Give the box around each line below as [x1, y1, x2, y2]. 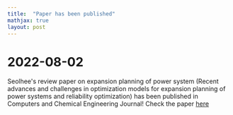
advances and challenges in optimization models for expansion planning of [7, 85, 226, 93]
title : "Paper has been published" [7, 10, 115, 18]
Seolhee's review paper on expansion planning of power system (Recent [7, 77, 220, 85]
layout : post [7, 23, 46, 30]
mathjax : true [7, 17, 50, 24]
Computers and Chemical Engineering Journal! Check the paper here [7, 99, 210, 108]
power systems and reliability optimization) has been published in [7, 92, 198, 101]
